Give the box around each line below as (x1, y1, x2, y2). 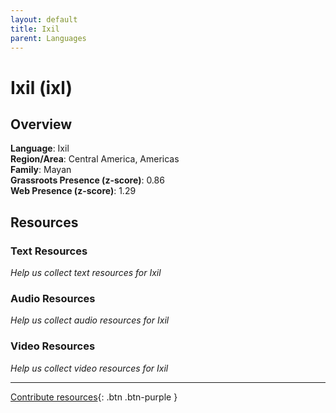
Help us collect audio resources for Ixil (10, 314, 170, 326)
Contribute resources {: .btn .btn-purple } (10, 391, 178, 403)
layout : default (10, 14, 78, 25)
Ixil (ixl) (10, 76, 73, 99)
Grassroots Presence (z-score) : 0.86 (10, 174, 165, 186)
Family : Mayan (10, 164, 72, 176)
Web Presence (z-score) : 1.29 (10, 185, 137, 197)
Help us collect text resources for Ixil (10, 267, 162, 279)
